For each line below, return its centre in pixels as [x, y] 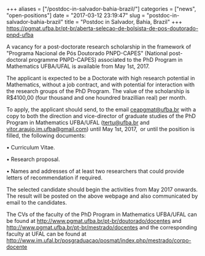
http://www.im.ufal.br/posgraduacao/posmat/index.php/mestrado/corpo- [99, 240]
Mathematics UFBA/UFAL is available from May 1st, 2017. [78, 66]
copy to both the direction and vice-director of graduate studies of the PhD [101, 116]
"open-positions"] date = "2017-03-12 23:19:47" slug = [76, 15]
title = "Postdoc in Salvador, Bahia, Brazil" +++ [123, 22]
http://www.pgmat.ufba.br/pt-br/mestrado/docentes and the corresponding [102, 227]
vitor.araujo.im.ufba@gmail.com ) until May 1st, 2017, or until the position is [101, 129]
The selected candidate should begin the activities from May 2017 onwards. [102, 190]
